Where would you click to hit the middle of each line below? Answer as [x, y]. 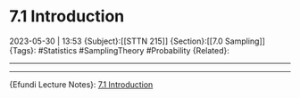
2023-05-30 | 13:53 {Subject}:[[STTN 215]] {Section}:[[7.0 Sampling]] [137, 41]
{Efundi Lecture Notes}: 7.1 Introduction [81, 84]
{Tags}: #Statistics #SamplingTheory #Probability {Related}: [119, 50]
